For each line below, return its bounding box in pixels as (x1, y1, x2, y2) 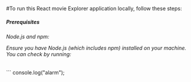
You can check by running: (6, 50, 72, 57)
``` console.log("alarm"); (6, 69, 65, 76)
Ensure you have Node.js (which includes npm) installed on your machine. (6, 44, 187, 52)
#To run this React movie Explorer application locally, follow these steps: (6, 5, 182, 12)
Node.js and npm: (6, 33, 50, 40)
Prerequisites (6, 18, 40, 25)
